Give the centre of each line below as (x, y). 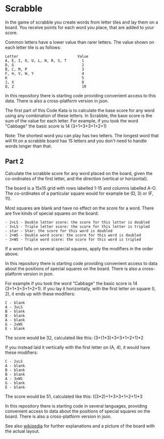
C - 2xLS (14, 361)
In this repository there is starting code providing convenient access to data (81, 263)
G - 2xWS (14, 324)
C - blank (15, 303)
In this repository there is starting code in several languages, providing (76, 406)
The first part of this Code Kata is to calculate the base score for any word (80, 110)
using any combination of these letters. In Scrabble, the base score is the (79, 116)
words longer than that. (29, 146)
